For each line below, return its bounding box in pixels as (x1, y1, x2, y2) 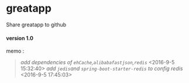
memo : (6, 47, 25, 54)
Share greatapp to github (6, 21, 67, 28)
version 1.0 (6, 34, 34, 41)
